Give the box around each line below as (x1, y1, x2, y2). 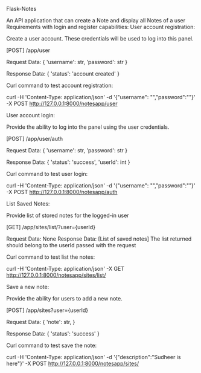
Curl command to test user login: (6, 170, 88, 177)
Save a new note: (6, 284, 49, 290)
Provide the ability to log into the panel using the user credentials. (6, 123, 170, 131)
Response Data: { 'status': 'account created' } (6, 70, 120, 77)
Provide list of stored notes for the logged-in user (6, 212, 129, 219)
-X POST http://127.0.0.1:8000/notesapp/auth (6, 189, 118, 195)
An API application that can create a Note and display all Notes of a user (6, 17, 186, 24)
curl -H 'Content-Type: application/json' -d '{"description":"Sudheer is (6, 354, 181, 360)
